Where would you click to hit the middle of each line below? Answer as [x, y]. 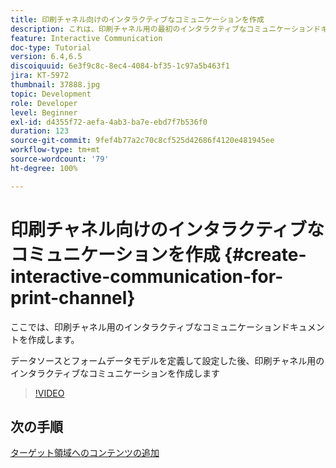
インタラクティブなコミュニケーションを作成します [115, 373]
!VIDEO [49, 393]
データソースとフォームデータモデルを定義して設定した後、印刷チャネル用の [167, 360]
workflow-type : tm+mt [55, 150]
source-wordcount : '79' [60, 159]
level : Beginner [44, 112]
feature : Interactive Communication [86, 38]
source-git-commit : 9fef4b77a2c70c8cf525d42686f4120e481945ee [142, 141]
